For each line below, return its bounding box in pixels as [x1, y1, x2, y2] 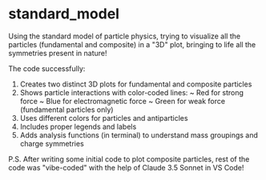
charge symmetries [19, 138, 84, 148]
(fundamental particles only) [19, 105, 114, 114]
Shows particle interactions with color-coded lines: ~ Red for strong [19, 87, 244, 97]
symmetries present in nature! [8, 48, 107, 58]
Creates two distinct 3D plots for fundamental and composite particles [19, 79, 252, 89]
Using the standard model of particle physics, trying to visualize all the [8, 31, 241, 41]
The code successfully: [8, 63, 86, 73]
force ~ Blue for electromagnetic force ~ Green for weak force [19, 96, 226, 106]
